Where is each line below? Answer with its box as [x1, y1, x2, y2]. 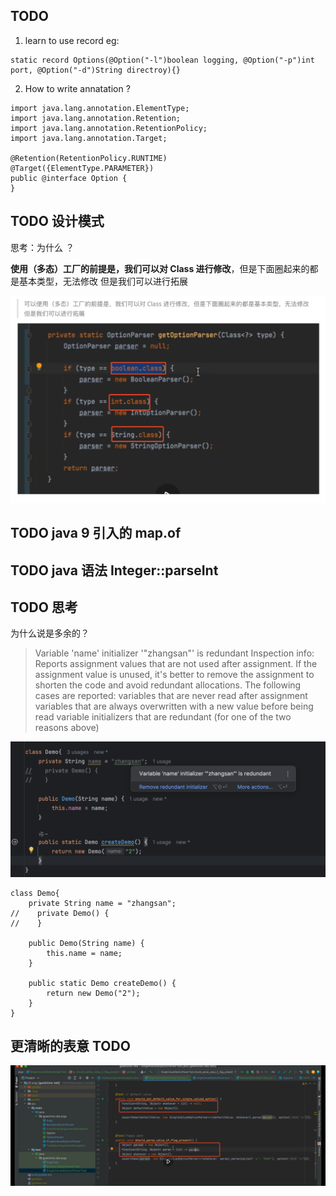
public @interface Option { [10, 173, 128, 183]
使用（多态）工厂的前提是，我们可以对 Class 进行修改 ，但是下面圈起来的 [10, 262, 310, 274]
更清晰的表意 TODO [10, 1037, 131, 1054]
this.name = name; [46, 948, 123, 958]
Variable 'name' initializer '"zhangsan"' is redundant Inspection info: [34, 647, 315, 659]
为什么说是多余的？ [10, 627, 90, 639]
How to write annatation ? [24, 82, 131, 94]
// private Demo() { [10, 908, 110, 918]
